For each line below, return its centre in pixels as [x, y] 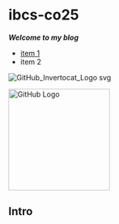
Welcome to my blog [44, 37]
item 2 [31, 62]
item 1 [30, 53]
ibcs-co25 [44, 15]
